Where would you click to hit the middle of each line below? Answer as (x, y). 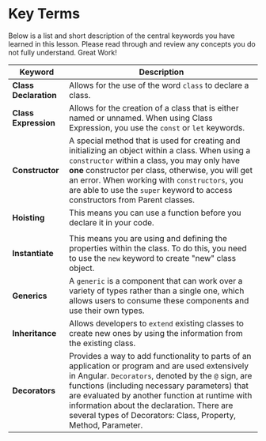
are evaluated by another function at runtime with (160, 395)
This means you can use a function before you (155, 213)
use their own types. (106, 311)
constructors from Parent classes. (132, 200)
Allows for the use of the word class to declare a (159, 85)
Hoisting (28, 217)
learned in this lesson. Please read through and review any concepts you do (132, 43)
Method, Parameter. (106, 425)
